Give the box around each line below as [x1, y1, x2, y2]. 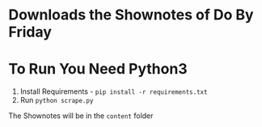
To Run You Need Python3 [8, 60, 188, 78]
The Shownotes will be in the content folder [8, 111, 154, 121]
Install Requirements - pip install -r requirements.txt [19, 87, 208, 96]
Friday [8, 23, 53, 41]
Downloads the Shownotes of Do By [8, 6, 254, 24]
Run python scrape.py [19, 95, 94, 105]
